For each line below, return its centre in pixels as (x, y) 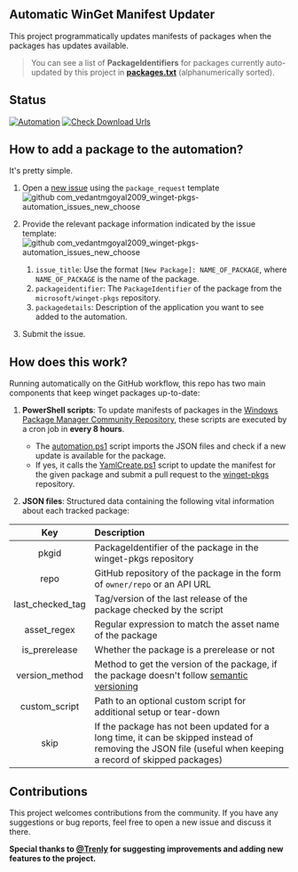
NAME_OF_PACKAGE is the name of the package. (117, 279)
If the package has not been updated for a (182, 726)
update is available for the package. (101, 456)
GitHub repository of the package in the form (188, 573)
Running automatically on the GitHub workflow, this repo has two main (137, 384)
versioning (117, 686)
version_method (50, 676)
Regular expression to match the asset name (187, 624)
